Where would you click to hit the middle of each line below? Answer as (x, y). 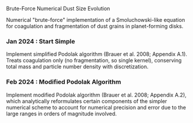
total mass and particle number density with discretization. (77, 67)
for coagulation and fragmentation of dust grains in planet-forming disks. (95, 26)
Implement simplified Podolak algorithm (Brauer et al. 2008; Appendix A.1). (97, 54)
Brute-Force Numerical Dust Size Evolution (58, 9)
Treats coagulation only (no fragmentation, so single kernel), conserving (94, 61)
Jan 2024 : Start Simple (41, 41)
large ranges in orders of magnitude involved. (61, 114)
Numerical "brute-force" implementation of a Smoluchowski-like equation (96, 20)
